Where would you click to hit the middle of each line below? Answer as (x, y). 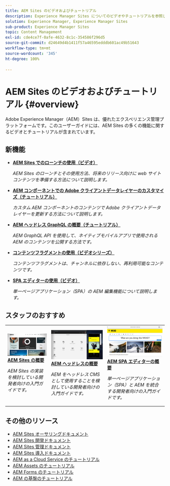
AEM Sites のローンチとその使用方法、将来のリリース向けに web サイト (87, 173)
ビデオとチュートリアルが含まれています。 (54, 132)
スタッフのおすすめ (35, 315)
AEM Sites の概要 (26, 360)
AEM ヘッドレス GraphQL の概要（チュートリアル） (67, 225)
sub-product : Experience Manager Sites (47, 27)
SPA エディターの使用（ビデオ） (46, 281)
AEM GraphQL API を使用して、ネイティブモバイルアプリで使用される (85, 235)
